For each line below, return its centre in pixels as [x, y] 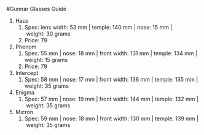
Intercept [27, 73]
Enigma [25, 92]
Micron [24, 112]
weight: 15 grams [46, 60]
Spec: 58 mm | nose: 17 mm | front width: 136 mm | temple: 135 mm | [111, 79]
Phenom [26, 47]
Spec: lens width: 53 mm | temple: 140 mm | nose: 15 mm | [98, 27]
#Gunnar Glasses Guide [37, 9]
